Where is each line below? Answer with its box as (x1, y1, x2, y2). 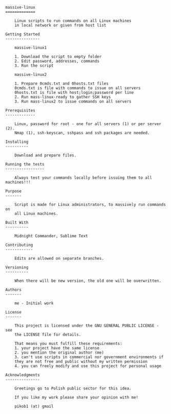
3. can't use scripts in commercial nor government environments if (14, 355, 164, 360)
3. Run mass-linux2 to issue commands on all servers (14, 99, 132, 104)
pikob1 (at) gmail (14, 404, 54, 409)
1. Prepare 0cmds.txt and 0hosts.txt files (14, 81, 109, 86)
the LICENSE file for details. (14, 332, 81, 337)
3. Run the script (14, 63, 54, 68)
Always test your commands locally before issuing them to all (14, 175, 153, 180)
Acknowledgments (5, 372, 40, 378)
